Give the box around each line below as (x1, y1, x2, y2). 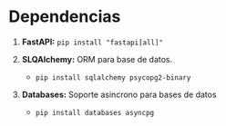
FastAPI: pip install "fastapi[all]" (21, 36, 164, 47)
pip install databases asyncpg (35, 108, 155, 117)
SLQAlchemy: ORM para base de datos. (21, 53, 173, 64)
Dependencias (8, 6, 121, 27)
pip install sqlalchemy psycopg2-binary (35, 73, 191, 82)
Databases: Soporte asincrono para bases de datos (21, 89, 217, 100)
